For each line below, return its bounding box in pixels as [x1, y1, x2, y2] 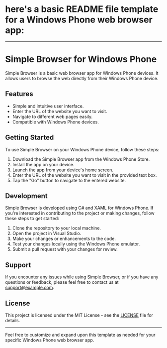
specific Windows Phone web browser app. [5, 337, 94, 343]
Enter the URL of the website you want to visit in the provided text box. [12, 172, 157, 178]
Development [5, 192, 48, 200]
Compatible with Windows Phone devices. [12, 118, 99, 125]
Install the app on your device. [12, 161, 75, 167]
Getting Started [5, 133, 54, 142]
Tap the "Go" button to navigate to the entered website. [12, 177, 126, 183]
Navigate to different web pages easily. [12, 114, 93, 119]
